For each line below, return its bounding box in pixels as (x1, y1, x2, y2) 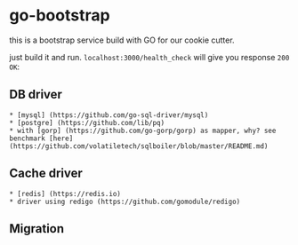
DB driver (9, 87, 62, 102)
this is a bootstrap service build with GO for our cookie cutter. (9, 35, 235, 45)
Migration (9, 221, 65, 236)
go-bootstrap (9, 5, 110, 26)
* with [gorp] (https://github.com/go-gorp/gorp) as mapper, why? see (9, 126, 277, 135)
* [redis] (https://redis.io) (9, 189, 122, 198)
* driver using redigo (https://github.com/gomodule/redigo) (9, 197, 241, 206)
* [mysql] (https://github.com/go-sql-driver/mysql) (9, 110, 209, 120)
